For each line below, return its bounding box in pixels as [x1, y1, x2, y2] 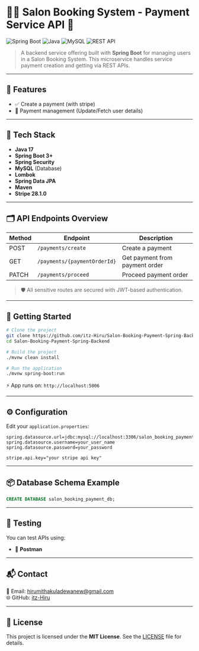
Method [9, 234, 32, 243]
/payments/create [37, 245, 86, 251]
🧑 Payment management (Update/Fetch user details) [14, 107, 143, 114]
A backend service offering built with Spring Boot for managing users [20, 49, 191, 56]
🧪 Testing [6, 518, 42, 529]
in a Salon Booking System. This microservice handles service [20, 55, 173, 62]
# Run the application [6, 365, 62, 371]
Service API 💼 [6, 18, 74, 32]
